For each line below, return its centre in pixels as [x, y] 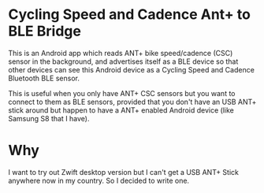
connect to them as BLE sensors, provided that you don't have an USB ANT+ [132, 102]
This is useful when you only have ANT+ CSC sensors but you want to [122, 93]
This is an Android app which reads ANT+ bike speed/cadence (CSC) [121, 53]
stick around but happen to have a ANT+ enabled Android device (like [121, 110]
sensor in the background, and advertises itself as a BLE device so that [123, 61]
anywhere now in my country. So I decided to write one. [99, 180]
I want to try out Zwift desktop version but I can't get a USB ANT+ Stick [123, 172]
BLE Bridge [45, 31]
